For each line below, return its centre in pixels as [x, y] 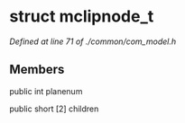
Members [37, 70]
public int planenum [46, 91]
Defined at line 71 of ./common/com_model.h [93, 41]
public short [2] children [54, 109]
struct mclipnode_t [82, 17]
